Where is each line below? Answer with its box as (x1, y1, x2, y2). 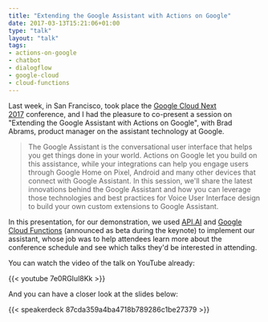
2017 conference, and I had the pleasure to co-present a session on (8, 109, 233, 119)
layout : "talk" (8, 34, 59, 42)
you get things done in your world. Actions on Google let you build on (27, 150, 258, 160)
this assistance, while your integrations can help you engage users (27, 159, 249, 168)
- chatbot (8, 57, 42, 65)
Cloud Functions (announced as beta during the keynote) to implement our (8, 225, 255, 235)
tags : (8, 42, 26, 50)
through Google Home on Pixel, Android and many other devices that (27, 167, 257, 177)
